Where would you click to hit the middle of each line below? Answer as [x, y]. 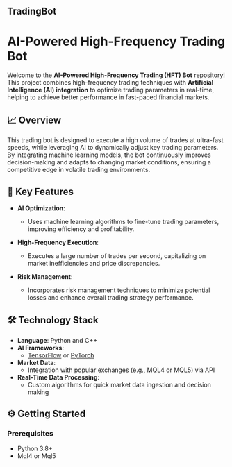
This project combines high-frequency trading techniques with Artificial [110, 83]
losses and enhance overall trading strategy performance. [110, 297]
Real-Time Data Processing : [58, 377]
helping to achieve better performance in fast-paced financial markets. [108, 97]
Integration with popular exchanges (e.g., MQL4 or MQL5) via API [121, 370]
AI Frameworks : [41, 348]
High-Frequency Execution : [58, 242]
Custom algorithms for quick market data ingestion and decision [119, 384]
